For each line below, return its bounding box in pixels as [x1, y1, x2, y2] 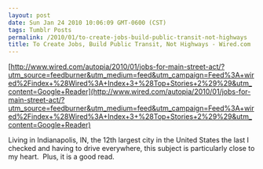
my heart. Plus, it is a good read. [8, 152, 115, 161]
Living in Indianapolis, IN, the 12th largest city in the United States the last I [8, 135, 250, 145]
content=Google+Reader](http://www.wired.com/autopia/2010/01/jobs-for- [8, 87, 251, 96]
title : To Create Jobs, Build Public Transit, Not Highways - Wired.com [8, 41, 251, 49]
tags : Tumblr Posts [8, 26, 72, 34]
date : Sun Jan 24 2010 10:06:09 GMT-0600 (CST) [8, 19, 167, 27]
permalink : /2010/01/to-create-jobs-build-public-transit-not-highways [8, 33, 247, 41]
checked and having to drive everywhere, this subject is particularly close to [8, 144, 255, 153]
